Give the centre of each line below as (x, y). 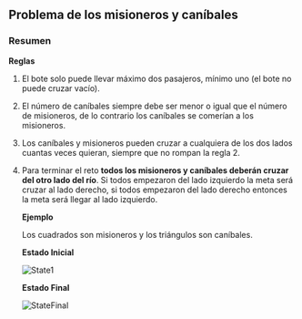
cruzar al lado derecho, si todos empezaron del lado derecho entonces (154, 190)
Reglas (22, 61)
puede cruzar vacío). (61, 88)
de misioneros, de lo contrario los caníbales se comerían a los (137, 115)
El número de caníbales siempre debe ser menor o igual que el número (154, 106)
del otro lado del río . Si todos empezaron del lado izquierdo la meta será (157, 180)
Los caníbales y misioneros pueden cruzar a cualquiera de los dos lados (157, 143)
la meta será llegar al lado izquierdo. (90, 199)
